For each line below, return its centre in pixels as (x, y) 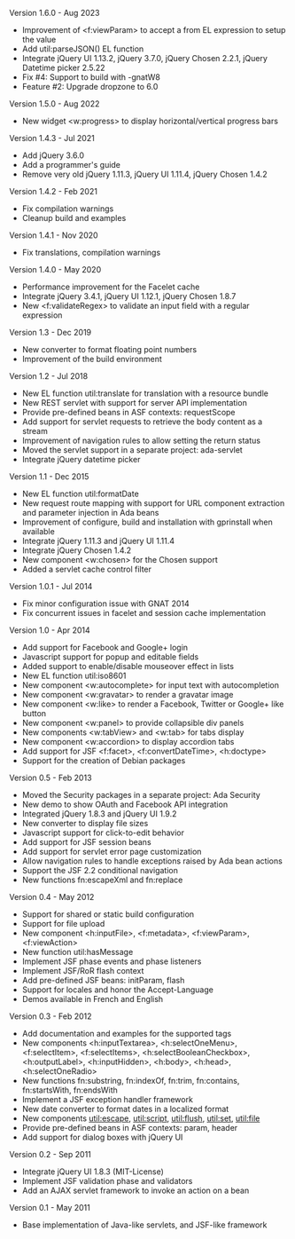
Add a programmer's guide (71, 165)
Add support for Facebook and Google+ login (105, 647)
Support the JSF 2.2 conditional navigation (100, 870)
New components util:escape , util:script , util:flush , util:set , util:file (141, 1118)
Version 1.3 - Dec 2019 (50, 332)
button (34, 713)
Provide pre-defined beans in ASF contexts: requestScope (129, 412)
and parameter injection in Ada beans (90, 513)
